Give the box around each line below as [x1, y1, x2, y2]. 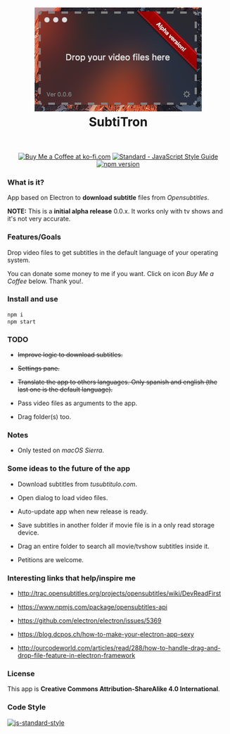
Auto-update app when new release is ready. [17, 507, 148, 516]
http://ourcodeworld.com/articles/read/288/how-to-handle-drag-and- [17, 644, 221, 652]
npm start [7, 318, 37, 325]
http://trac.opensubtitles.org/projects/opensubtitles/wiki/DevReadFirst [17, 589, 222, 598]
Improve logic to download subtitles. [17, 351, 123, 359]
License [7, 668, 35, 678]
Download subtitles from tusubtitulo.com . [17, 480, 138, 488]
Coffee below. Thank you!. [7, 277, 84, 285]
